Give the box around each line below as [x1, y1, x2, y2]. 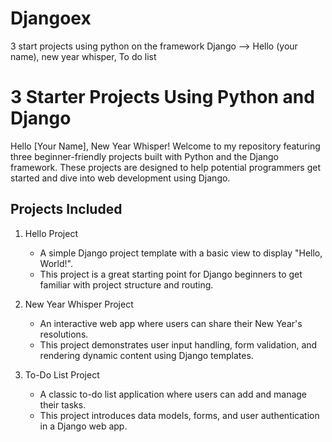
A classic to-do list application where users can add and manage [39, 388, 308, 400]
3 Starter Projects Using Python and [10, 86, 315, 109]
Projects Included [10, 201, 123, 218]
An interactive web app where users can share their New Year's [39, 317, 303, 329]
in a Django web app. [39, 420, 128, 432]
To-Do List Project [24, 368, 100, 381]
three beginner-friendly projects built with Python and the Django [10, 150, 279, 162]
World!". [39, 257, 73, 269]
